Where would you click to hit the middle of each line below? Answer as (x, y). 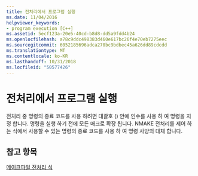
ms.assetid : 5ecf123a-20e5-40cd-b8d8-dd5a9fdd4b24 (71, 34)
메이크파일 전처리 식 (29, 167)
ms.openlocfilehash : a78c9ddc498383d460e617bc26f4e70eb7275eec (87, 39)
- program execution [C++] (40, 28)
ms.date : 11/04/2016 (32, 17)
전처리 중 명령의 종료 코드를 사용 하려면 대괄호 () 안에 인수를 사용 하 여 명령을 (96, 116)
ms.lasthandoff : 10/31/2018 (41, 61)
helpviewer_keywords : (33, 23)
